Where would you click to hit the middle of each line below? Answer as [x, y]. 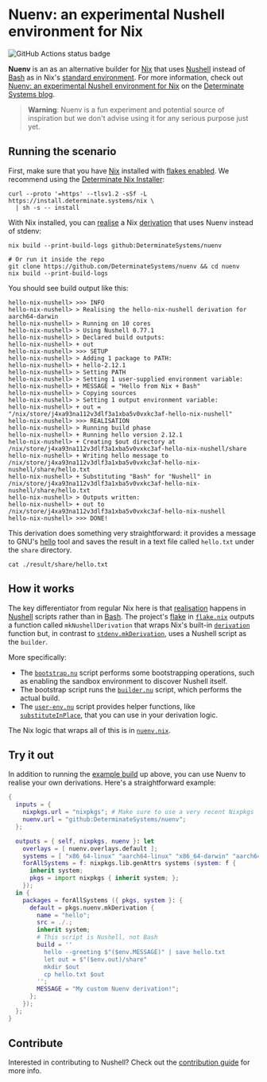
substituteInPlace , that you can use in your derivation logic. [119, 715]
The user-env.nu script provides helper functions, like [108, 706]
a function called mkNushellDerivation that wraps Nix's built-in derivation [129, 625]
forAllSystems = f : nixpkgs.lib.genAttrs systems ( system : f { [130, 863]
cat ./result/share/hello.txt [58, 564]
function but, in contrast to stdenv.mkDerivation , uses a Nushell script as [128, 633]
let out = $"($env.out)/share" [95, 960]
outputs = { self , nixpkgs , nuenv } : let [85, 841]
